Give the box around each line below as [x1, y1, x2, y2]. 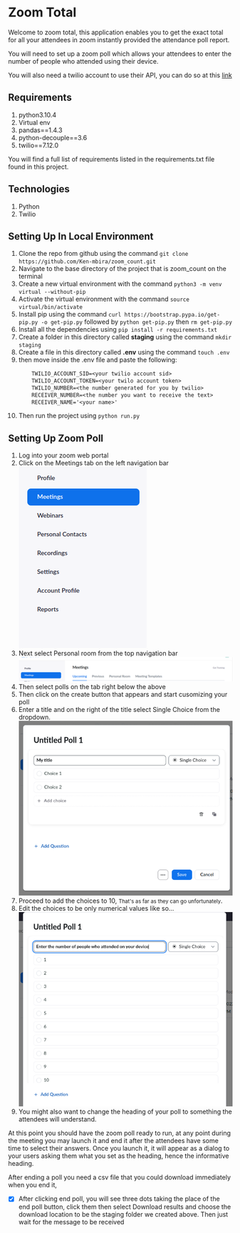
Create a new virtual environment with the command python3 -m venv [18, 279, 222, 288]
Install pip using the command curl [18, 310, 122, 319]
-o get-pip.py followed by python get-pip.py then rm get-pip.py [41, 317, 232, 326]
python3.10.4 [18, 110, 57, 119]
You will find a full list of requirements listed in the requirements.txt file [8, 154, 215, 163]
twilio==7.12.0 [18, 141, 59, 149]
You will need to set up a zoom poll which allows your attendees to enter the [8, 49, 232, 58]
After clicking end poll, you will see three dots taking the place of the [18, 1194, 220, 1203]
